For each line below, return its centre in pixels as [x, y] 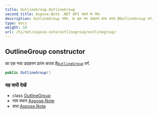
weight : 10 [16, 28]
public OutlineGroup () [28, 73]
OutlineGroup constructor [45, 52]
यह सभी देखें [16, 85]
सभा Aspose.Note [29, 106]
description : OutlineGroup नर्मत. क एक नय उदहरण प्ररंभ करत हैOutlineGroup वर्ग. [79, 18]
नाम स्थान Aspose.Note [33, 100]
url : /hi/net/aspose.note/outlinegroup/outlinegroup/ [61, 32]
